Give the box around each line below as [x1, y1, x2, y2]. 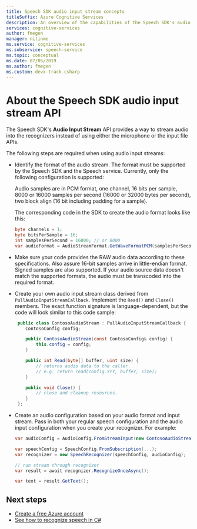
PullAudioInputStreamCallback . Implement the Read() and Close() [14, 296, 175, 303]
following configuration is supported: [14, 174, 104, 181]
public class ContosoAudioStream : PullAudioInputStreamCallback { [17, 320, 186, 326]
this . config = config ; [36, 341, 92, 347]
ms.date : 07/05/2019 [6, 58, 57, 63]
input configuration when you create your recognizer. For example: [14, 424, 177, 431]
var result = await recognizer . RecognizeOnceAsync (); [14, 468, 149, 474]
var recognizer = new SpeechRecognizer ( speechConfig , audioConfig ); [14, 451, 186, 457]
